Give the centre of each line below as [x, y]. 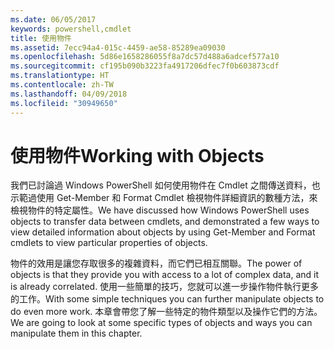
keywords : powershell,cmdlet [71, 29]
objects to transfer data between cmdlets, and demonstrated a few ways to [165, 222]
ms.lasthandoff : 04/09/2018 [69, 94]
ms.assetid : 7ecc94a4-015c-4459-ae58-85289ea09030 [118, 47]
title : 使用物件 [41, 38]
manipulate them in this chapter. [76, 333]
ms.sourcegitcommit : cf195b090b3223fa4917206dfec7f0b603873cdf [145, 66]
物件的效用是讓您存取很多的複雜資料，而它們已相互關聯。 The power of [156, 263]
